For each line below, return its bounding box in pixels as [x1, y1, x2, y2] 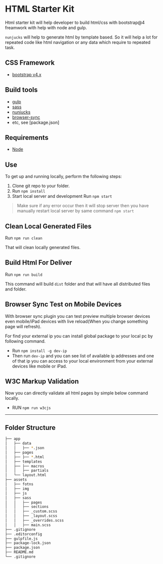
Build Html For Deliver [5, 258, 72, 267]
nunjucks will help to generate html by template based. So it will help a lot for [5, 34, 158, 40]
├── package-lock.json [5, 541, 51, 545]
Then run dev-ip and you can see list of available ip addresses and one [12, 352, 154, 359]
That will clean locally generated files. [5, 245, 81, 250]
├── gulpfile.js [5, 536, 38, 541]
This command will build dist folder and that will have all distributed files [5, 281, 150, 287]
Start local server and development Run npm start [12, 194, 113, 199]
